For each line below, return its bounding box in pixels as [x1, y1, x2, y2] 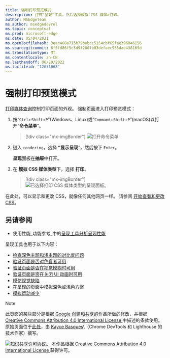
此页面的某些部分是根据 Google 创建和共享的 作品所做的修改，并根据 [5, 311, 148, 317]
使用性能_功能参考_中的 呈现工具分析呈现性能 [12, 230, 106, 236]
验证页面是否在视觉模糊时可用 [12, 264, 75, 270]
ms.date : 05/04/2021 [5, 36, 49, 41]
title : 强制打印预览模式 [5, 7, 52, 13]
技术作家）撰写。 [5, 329, 41, 336]
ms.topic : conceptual [5, 26, 51, 32]
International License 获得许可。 [5, 347, 73, 353]
